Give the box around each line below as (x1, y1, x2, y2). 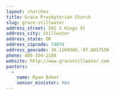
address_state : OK (6, 36, 51, 42)
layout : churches (6, 8, 49, 15)
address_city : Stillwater (6, 31, 70, 37)
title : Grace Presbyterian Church (6, 14, 91, 20)
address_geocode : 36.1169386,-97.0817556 (6, 47, 110, 53)
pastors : (6, 63, 28, 70)
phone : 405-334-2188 (6, 53, 57, 58)
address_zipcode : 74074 (6, 42, 65, 48)
